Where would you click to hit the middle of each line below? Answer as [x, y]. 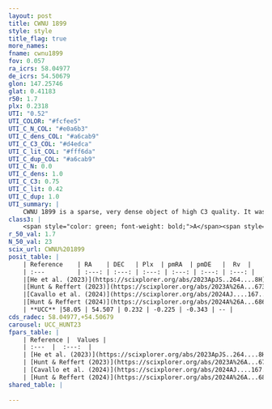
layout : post [30, 16]
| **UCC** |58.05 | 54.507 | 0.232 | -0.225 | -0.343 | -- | [128, 309]
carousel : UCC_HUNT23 [45, 325]
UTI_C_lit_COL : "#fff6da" [52, 151]
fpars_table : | [34, 332]
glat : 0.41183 [32, 91]
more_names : [28, 46]
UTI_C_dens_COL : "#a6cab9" [54, 136]
